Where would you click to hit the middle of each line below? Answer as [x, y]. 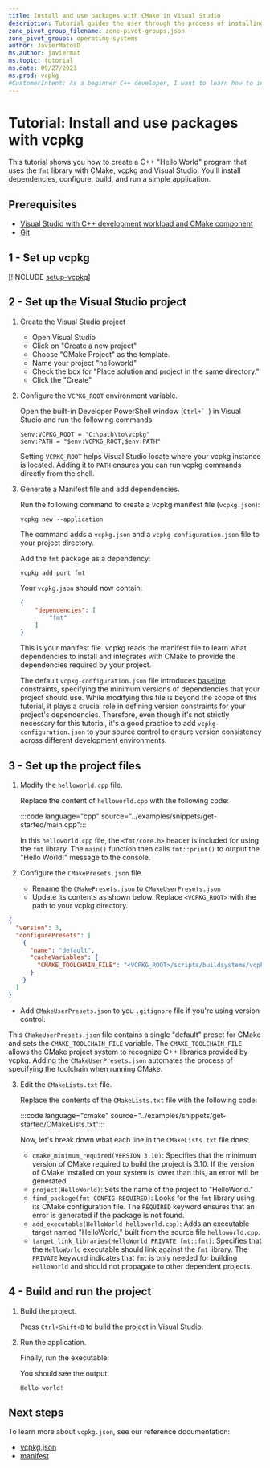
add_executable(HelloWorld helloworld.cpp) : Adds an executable [141, 1224]
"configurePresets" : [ [53, 935]
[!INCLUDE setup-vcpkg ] [49, 277]
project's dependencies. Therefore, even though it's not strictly [125, 715]
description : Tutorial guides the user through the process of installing [136, 23]
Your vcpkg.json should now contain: [81, 588]
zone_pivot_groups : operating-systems [73, 38]
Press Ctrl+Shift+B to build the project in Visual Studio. [112, 1327]
